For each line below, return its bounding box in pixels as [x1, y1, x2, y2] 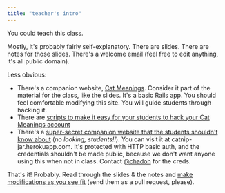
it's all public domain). [7, 57, 70, 65]
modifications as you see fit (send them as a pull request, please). [7, 177, 195, 186]
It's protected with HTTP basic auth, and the [73, 142, 200, 150]
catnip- [171, 135, 193, 143]
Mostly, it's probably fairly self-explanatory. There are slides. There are [7, 42, 209, 50]
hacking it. [17, 105, 47, 114]
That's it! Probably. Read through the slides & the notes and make [7, 170, 193, 179]
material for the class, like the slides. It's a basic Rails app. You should [17, 91, 216, 99]
